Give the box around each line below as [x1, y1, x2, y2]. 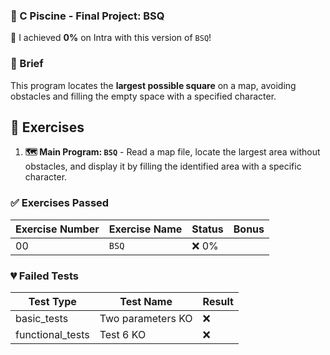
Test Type [28, 295, 77, 308]
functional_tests [15, 328, 90, 341]
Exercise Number [15, 222, 100, 236]
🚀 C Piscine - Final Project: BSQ [10, 9, 165, 23]
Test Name [119, 295, 173, 308]
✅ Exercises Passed [10, 196, 110, 210]
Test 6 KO [99, 328, 147, 341]
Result [202, 295, 234, 308]
